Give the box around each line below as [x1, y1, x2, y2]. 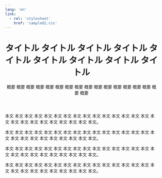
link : [5, 12, 16, 16]
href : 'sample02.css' [14, 20, 57, 26]
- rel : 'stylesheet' [9, 16, 51, 21]
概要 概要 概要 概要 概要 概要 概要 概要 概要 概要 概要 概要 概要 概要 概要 [6, 84, 151, 90]
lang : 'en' [5, 7, 27, 12]
